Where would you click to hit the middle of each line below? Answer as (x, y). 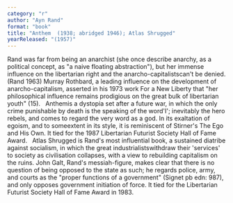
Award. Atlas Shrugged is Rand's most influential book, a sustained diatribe (116, 140)
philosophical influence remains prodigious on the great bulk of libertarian (113, 96)
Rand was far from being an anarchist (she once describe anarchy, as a (110, 59)
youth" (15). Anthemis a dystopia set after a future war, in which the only (112, 104)
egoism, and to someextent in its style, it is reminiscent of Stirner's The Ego (115, 126)
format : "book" (29, 26)
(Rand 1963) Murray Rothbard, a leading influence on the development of (112, 81)
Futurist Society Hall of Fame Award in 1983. (71, 193)
